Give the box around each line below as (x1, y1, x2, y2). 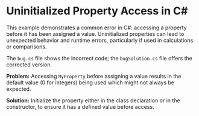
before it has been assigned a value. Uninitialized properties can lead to (6, 30, 185, 37)
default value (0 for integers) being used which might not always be (6, 79, 175, 86)
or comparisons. (6, 43, 47, 50)
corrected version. (6, 61, 52, 68)
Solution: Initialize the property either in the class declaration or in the (6, 97, 180, 104)
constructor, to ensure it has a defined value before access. (6, 103, 155, 110)
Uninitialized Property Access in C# (6, 4, 188, 18)
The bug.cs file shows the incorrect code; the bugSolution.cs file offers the (6, 54, 193, 62)
